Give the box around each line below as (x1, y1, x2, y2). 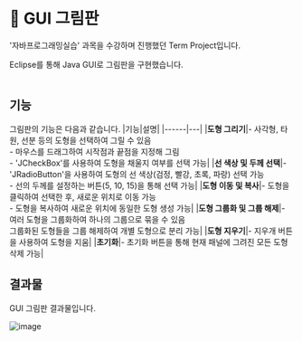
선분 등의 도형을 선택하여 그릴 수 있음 (21, 135, 152, 146)
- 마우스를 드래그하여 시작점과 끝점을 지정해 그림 (9, 146, 180, 156)
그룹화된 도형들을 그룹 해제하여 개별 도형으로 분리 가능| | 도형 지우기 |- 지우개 (9, 225, 277, 236)
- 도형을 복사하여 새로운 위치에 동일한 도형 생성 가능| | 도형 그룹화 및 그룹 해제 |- (9, 203, 286, 213)
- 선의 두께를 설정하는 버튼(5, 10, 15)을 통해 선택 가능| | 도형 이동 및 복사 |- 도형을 (9, 180, 290, 191)
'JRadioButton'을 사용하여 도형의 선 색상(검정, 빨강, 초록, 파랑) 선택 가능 (9, 168, 265, 179)
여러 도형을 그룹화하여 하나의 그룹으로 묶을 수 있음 (9, 213, 185, 224)
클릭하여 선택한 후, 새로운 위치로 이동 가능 (9, 191, 156, 202)
